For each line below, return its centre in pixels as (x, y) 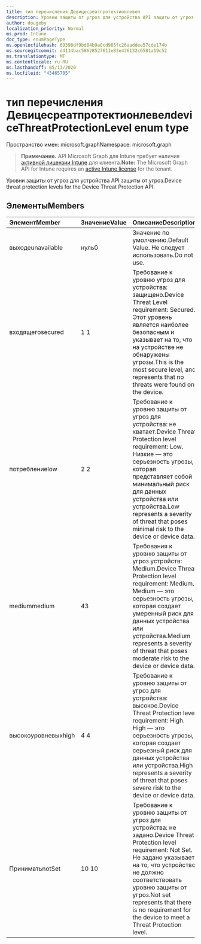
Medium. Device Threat (165, 568)
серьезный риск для (162, 750)
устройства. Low (156, 506)
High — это (149, 728)
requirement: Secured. (164, 310)
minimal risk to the (158, 529)
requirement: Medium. (163, 583)
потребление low (33, 469)
